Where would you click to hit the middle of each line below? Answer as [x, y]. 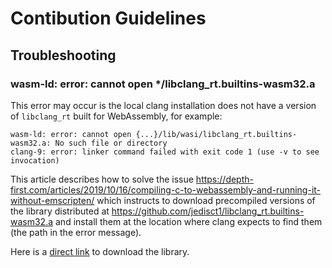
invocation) [35, 160]
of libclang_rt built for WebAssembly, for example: [116, 116]
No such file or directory [111, 143]
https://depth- [224, 179]
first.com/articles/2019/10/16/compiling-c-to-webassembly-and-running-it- [166, 189]
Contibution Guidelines [108, 18]
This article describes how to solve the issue [102, 179]
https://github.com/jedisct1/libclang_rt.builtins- [208, 211]
